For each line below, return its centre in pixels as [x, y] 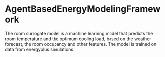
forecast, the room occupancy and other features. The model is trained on [81, 44]
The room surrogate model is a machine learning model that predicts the [79, 33]
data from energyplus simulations [39, 49]
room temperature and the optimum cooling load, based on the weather [78, 39]
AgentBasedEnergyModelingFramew [83, 9]
